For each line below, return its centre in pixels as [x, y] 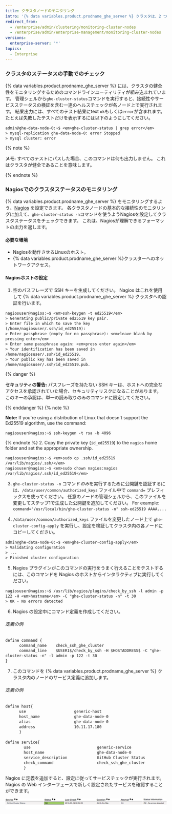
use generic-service [78, 748]
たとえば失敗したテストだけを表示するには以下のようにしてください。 [79, 117]
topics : [14, 49]
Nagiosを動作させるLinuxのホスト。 [50, 252]
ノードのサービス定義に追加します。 [73, 677]
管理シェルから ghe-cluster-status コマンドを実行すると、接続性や [85, 98]
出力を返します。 [32, 227]
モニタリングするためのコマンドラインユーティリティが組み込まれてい [88, 92]
